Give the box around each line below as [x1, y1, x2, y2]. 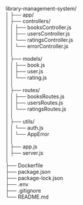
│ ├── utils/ [5, 118, 35, 125]
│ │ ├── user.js [5, 68, 44, 74]
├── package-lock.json [5, 174, 63, 181]
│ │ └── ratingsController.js [5, 37, 74, 43]
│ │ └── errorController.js [5, 43, 69, 50]
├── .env [5, 181, 29, 188]
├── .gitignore [5, 187, 42, 194]
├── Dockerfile [5, 162, 44, 169]
